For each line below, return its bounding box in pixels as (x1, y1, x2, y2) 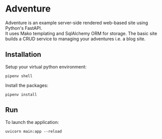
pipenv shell (5, 74, 33, 79)
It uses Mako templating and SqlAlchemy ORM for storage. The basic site (5, 30, 157, 36)
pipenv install (5, 92, 37, 97)
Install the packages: (5, 82, 48, 88)
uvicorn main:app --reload (5, 129, 62, 134)
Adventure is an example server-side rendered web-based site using (5, 20, 148, 26)
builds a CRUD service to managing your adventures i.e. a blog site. (5, 36, 146, 42)
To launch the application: (5, 119, 59, 125)
